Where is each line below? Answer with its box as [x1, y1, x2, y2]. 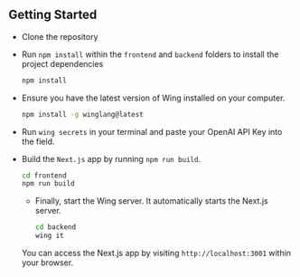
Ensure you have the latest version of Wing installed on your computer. [21, 92, 286, 103]
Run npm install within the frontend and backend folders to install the [21, 49, 279, 60]
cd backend [34, 223, 77, 232]
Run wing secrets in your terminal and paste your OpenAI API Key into [21, 126, 283, 137]
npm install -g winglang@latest [21, 110, 144, 119]
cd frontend [21, 171, 67, 180]
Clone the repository [21, 31, 98, 42]
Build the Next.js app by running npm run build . [21, 153, 201, 164]
